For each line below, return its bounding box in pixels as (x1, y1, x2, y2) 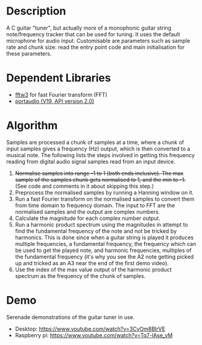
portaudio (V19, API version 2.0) (14, 97, 95, 105)
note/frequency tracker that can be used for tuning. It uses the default (6, 30, 180, 37)
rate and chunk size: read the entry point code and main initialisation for (6, 44, 185, 51)
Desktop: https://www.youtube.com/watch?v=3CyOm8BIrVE (14, 325, 166, 332)
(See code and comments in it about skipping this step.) (14, 182, 154, 190)
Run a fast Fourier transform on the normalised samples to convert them (14, 195, 195, 202)
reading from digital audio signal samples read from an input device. (6, 158, 176, 165)
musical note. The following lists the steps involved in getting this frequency (6, 151, 195, 158)
